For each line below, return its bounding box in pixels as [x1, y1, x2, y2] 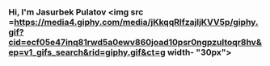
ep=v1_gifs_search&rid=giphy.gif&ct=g [8, 47, 166, 58]
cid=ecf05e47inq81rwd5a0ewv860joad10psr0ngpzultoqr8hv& [8, 36, 263, 47]
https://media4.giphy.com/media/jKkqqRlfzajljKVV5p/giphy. [14, 16, 259, 27]
